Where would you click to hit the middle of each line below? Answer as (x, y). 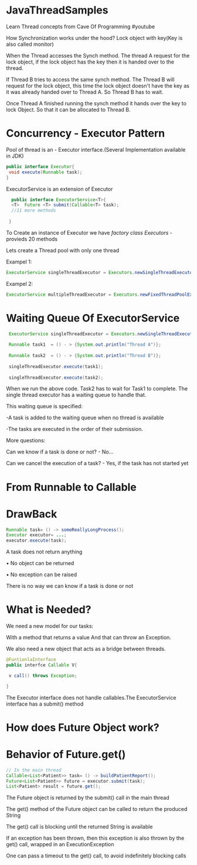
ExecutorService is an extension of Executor (60, 189)
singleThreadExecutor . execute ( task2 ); (56, 378)
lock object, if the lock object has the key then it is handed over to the (90, 62)
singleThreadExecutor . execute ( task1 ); (56, 366)
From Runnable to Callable (71, 487)
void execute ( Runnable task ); (45, 172)
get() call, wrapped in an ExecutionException (60, 844)
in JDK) (15, 156)
